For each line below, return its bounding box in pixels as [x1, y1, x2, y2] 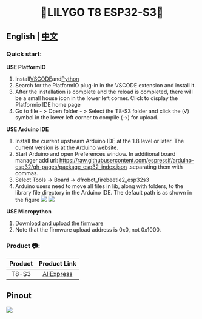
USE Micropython [6, 207, 52, 215]
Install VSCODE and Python [15, 75, 79, 82]
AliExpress [42, 270, 73, 278]
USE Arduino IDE [6, 126, 49, 133]
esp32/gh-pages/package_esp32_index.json [15, 163, 127, 170]
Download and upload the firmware [15, 220, 104, 227]
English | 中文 [6, 31, 58, 41]
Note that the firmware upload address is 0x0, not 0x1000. [15, 226, 161, 233]
